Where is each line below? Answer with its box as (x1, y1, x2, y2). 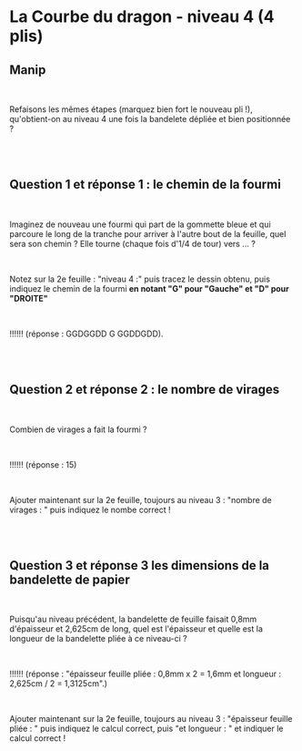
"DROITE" (9, 293, 48, 303)
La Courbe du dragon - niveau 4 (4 (9, 6, 275, 27)
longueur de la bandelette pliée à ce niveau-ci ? (9, 633, 188, 644)
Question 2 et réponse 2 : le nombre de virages (9, 382, 280, 397)
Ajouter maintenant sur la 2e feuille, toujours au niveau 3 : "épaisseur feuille (9, 714, 293, 725)
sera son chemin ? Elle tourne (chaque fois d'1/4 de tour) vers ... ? (9, 238, 257, 249)
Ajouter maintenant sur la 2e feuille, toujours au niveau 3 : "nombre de (9, 494, 273, 505)
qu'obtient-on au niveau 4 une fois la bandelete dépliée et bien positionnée (9, 114, 291, 124)
